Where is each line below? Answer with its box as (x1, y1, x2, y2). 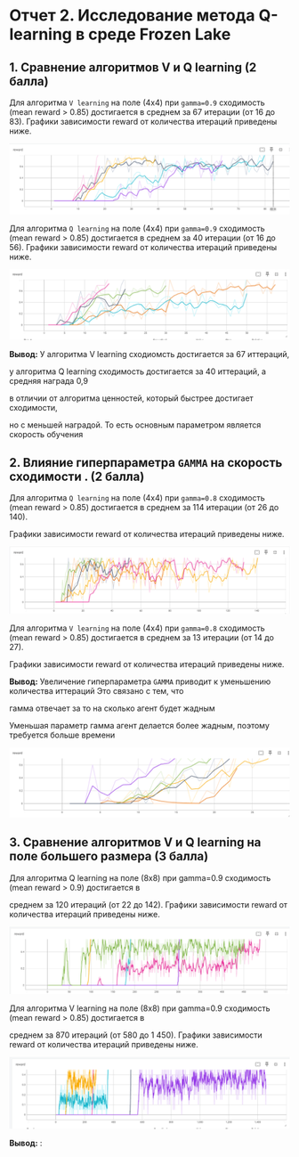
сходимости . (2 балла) (9, 469, 145, 484)
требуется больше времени (9, 729, 116, 740)
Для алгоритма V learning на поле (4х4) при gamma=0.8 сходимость (9, 623, 265, 633)
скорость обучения (9, 429, 84, 440)
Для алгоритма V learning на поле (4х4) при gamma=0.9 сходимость (9, 97, 265, 108)
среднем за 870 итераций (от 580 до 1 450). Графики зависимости (9, 1030, 263, 1040)
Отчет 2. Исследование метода (9, 5, 255, 26)
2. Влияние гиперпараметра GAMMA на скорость (9, 455, 283, 470)
